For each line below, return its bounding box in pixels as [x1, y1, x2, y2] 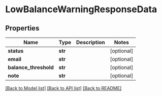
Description [76, 39, 105, 46]
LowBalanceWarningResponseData [5, 4, 157, 15]
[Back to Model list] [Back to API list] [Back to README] [5, 85, 122, 91]
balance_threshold [8, 64, 54, 71]
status [8, 47, 24, 54]
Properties [5, 24, 40, 33]
